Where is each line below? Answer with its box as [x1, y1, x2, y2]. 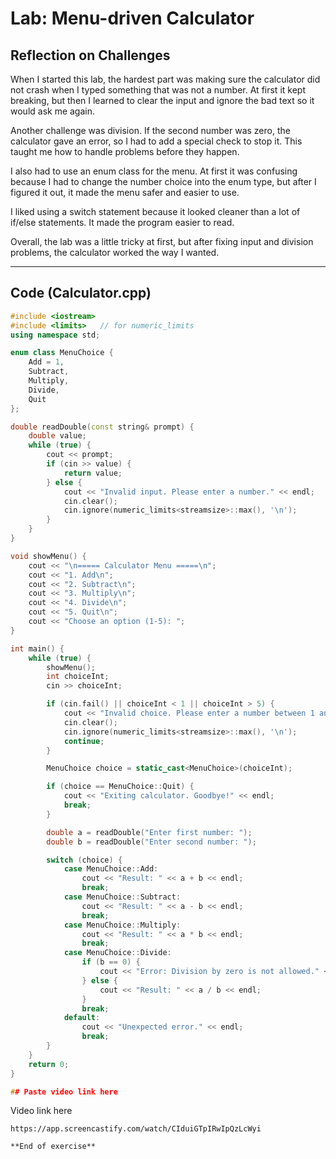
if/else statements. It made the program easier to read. [10, 217, 235, 228]
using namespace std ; [10, 330, 101, 340]
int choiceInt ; [46, 672, 110, 682]
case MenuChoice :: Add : [63, 864, 159, 874]
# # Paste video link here [10, 1087, 118, 1097]
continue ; [63, 736, 105, 746]
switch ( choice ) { [46, 855, 123, 865]
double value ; [28, 431, 87, 441]
